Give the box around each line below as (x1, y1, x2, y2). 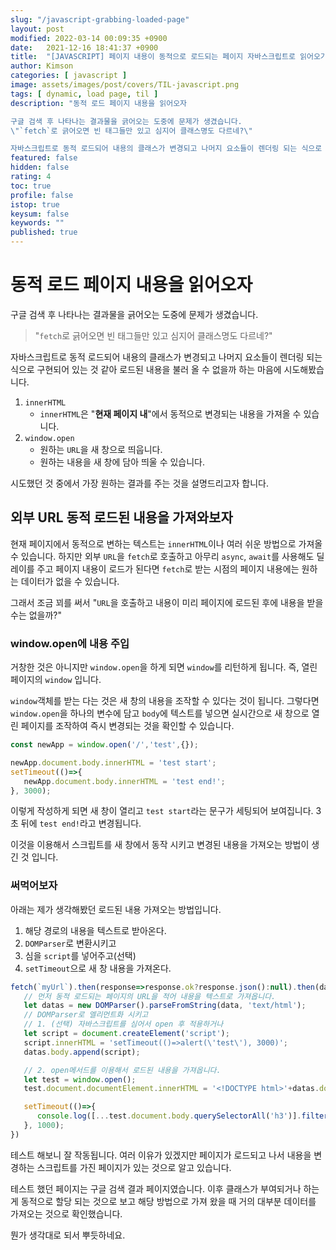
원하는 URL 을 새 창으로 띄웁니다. (39, 443, 163, 455)
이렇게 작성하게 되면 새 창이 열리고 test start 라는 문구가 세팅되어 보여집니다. (10, 805, 314, 817)
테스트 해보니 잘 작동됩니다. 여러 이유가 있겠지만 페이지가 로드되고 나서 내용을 (10, 1149, 312, 1161)
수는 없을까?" (10, 609, 63, 621)
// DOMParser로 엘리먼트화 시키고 (23, 1010, 149, 1020)
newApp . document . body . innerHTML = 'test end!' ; (23, 776, 226, 786)
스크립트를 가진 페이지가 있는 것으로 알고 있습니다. (36, 1161, 232, 1173)
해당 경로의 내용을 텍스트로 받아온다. (24, 924, 167, 936)
